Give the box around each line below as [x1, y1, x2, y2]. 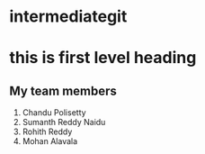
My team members [9, 83, 117, 98]
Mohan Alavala [22, 136, 78, 147]
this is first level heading [9, 48, 197, 68]
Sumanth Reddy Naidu [22, 117, 106, 128]
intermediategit [9, 6, 128, 27]
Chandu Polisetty [22, 107, 87, 118]
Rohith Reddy [22, 126, 73, 137]
